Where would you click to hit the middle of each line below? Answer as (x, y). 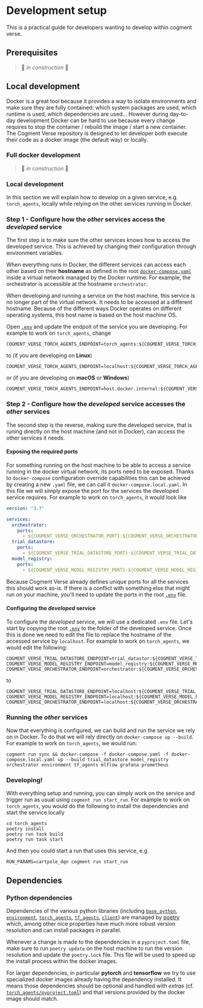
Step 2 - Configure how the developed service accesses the (96, 404)
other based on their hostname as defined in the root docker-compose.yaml (99, 271)
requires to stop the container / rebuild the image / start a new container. (97, 127)
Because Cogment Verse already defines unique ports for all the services (98, 581)
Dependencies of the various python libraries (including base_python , (92, 911)
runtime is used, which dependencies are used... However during (87, 114)
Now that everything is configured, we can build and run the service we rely (101, 731)
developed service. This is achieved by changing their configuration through (101, 246)
